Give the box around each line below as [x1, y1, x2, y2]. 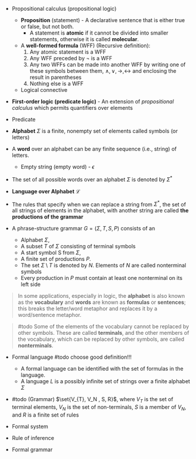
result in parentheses [29, 74, 82, 81]
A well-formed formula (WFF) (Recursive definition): [20, 42, 151, 49]
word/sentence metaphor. [17, 312, 82, 319]
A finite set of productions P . [20, 255, 91, 263]
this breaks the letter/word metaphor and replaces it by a [17, 305, 158, 312]
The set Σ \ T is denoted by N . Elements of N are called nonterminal [20, 262, 186, 269]
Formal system [11, 423, 49, 430]
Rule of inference [11, 434, 55, 441]
